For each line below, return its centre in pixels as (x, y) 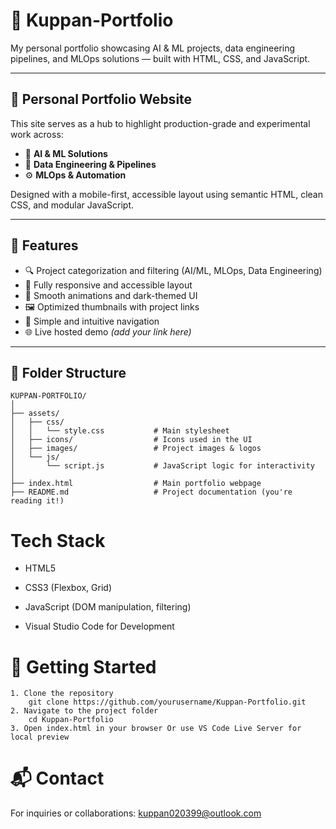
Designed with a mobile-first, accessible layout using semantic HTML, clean (167, 194)
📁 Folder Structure (68, 372)
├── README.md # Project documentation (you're (151, 492)
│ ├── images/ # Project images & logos (136, 449)
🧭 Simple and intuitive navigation (92, 321)
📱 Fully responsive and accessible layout (108, 285)
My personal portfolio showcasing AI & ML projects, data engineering (153, 48)
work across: (37, 134)
